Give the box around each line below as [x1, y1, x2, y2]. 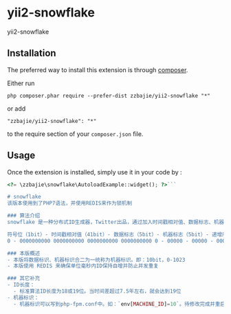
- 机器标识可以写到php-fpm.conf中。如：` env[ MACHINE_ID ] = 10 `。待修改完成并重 [13, 300, 221, 307]
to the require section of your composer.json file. [7, 129, 144, 138]
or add [7, 104, 26, 113]
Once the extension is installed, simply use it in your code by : [7, 168, 182, 176]
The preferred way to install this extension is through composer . [7, 65, 188, 74]
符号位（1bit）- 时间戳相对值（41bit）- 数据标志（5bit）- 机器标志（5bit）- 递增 [7, 231, 223, 238]
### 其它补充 [7, 275, 41, 282]
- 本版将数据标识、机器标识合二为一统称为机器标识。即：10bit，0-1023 [7, 256, 186, 263]
